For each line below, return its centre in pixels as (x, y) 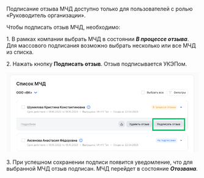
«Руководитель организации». (46, 15)
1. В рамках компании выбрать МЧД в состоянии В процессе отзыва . (98, 39)
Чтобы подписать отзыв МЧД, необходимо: (64, 27)
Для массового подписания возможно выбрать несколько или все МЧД (101, 46)
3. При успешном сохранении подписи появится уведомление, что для (100, 162)
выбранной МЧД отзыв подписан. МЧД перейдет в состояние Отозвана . (102, 169)
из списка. (20, 52)
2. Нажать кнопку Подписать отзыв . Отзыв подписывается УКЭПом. (97, 64)
